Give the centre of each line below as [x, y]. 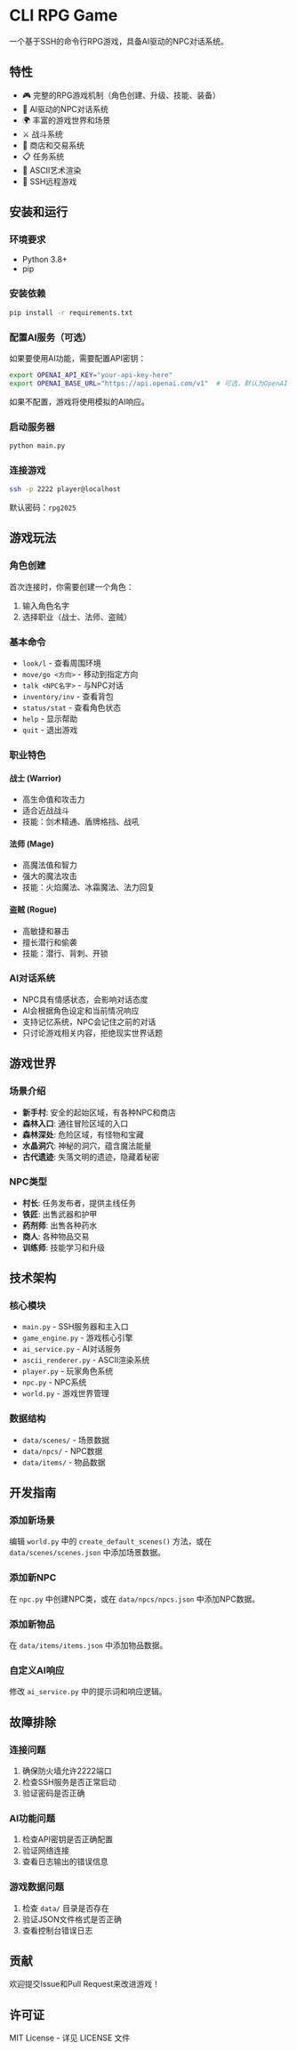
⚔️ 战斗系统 [43, 133]
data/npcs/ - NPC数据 [62, 1450]
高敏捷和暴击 [45, 931]
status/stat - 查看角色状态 [72, 707]
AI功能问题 [32, 1818]
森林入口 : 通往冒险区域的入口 [75, 1123]
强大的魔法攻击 [49, 876]
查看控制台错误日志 [57, 1930]
